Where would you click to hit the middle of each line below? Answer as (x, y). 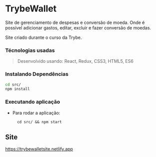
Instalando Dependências (37, 74)
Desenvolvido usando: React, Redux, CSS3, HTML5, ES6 (75, 61)
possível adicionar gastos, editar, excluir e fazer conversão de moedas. (78, 27)
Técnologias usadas (30, 50)
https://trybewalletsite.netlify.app (39, 149)
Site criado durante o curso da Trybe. (44, 37)
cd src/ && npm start (40, 122)
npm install (17, 89)
